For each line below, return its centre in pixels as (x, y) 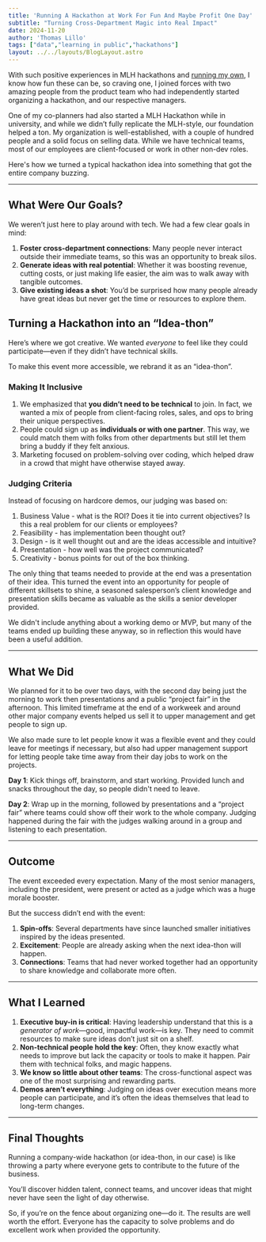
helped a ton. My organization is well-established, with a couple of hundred (131, 132)
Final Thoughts (46, 1139)
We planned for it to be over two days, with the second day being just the (127, 691)
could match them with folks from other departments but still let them (133, 437)
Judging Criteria (40, 483)
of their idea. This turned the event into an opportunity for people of (119, 582)
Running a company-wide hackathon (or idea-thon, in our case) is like (122, 1157)
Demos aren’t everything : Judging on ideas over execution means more (138, 1089)
